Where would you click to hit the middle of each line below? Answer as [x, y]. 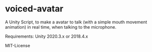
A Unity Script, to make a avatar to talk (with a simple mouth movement [76, 22]
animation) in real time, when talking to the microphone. [61, 27]
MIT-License [18, 45]
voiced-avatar [34, 9]
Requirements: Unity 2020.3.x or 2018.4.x [47, 36]
